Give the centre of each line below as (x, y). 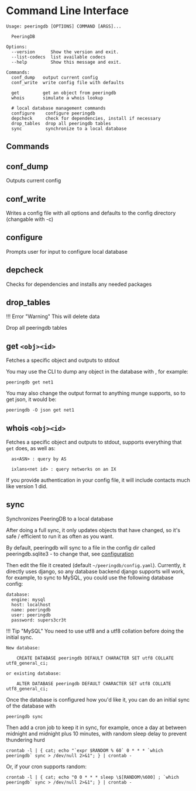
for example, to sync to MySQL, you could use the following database (90, 578)
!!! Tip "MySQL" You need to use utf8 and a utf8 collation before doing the (95, 631)
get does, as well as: (31, 448)
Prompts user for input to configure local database (67, 251)
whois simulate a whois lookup (57, 98)
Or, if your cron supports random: (46, 766)
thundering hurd (25, 740)
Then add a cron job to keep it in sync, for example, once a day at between (96, 727)
